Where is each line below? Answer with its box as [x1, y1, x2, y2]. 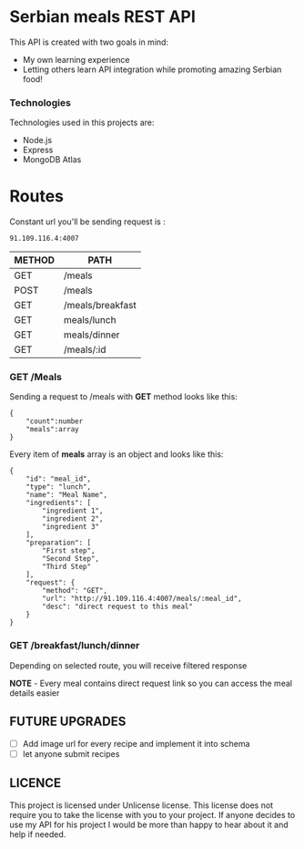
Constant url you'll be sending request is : [9, 216, 166, 227]
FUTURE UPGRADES [9, 714, 127, 730]
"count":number [25, 417, 84, 426]
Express [22, 144, 54, 156]
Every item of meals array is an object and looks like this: [9, 449, 224, 460]
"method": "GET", [42, 586, 107, 595]
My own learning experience [22, 54, 130, 65]
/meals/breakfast [63, 299, 137, 312]
